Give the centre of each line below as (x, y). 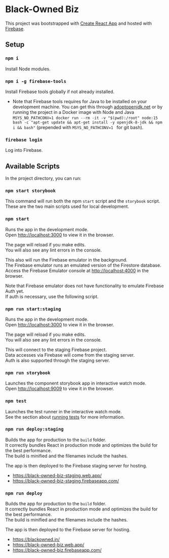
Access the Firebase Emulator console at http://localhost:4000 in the (77, 270)
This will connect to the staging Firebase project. (56, 350)
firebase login (24, 140)
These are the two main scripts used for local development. (67, 206)
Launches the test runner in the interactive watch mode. (64, 411)
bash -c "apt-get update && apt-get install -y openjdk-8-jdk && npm (88, 122)
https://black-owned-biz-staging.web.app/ (57, 475)
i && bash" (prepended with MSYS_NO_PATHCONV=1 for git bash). (78, 127)
